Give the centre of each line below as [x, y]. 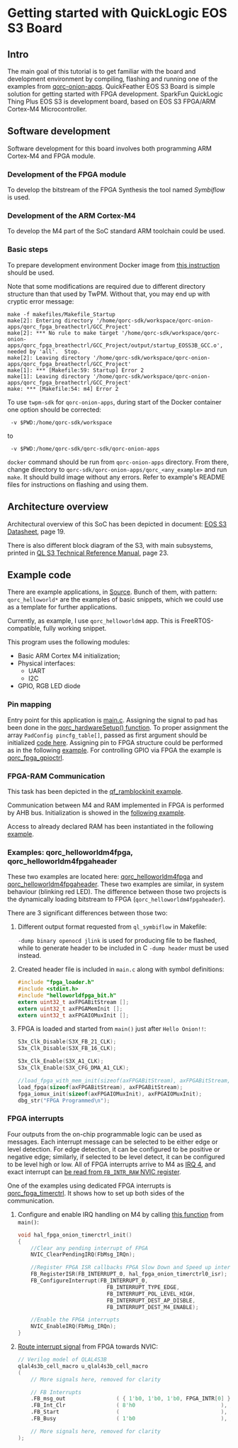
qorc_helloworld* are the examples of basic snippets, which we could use [115, 599]
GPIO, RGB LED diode [49, 686]
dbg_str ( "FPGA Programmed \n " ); [64, 1100]
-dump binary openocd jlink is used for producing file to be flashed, [117, 941]
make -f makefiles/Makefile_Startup [61, 314]
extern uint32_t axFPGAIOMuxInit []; [73, 1015]
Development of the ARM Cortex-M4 [72, 216]
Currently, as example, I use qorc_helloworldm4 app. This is [93, 621]
